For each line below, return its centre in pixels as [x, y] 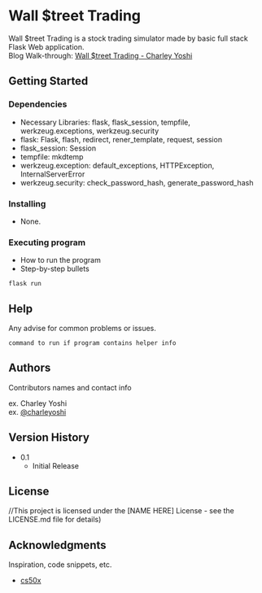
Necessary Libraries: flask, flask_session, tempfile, [105, 122]
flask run [25, 284]
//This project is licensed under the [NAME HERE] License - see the [121, 511]
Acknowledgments [58, 545]
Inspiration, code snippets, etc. [60, 565]
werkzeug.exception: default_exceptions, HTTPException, [117, 165]
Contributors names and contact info [70, 387]
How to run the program [61, 260]
